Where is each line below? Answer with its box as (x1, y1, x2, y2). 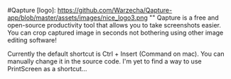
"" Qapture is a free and (149, 13, 219, 22)
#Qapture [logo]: (7, 6, 56, 14)
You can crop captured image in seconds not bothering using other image (7, 28, 224, 37)
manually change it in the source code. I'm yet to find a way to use (7, 57, 202, 66)
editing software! (7, 36, 57, 44)
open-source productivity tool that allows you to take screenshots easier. (7, 21, 222, 29)
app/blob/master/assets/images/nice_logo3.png (7, 13, 148, 22)
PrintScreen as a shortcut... (7, 65, 87, 73)
